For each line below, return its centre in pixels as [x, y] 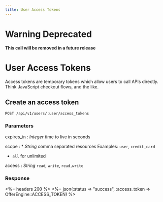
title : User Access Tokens [33, 10]
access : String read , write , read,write [44, 165]
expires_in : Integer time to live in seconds [48, 137]
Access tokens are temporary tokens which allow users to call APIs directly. [82, 81]
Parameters [19, 126]
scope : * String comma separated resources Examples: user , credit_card [80, 146]
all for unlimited [29, 156]
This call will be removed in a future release [50, 48]
